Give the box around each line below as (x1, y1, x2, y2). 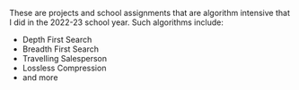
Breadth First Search (22, 44, 100, 54)
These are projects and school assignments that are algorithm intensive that (9, 8, 290, 18)
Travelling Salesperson (22, 53, 108, 63)
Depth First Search (22, 35, 92, 45)
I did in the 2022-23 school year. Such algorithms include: (9, 17, 224, 28)
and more (22, 72, 58, 83)
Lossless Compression (22, 62, 107, 73)
